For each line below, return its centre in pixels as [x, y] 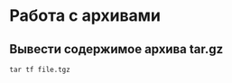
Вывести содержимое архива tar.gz [116, 49]
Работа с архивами [85, 16]
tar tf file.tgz [40, 69]
